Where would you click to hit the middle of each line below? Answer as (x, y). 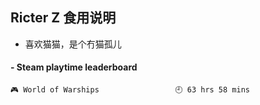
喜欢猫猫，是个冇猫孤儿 (73, 44)
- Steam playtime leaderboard (74, 67)
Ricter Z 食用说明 (63, 18)
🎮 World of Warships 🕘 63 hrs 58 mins (130, 90)
